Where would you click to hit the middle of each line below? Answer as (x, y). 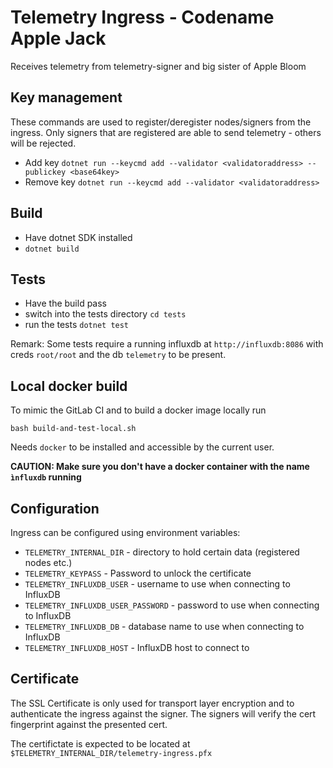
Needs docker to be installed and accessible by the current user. (142, 447)
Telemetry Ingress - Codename (142, 17)
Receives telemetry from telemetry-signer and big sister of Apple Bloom (158, 66)
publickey (45, 172)
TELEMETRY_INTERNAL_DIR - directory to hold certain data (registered (162, 552)
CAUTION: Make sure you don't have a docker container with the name (160, 467)
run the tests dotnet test (77, 325)
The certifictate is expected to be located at (100, 743)
